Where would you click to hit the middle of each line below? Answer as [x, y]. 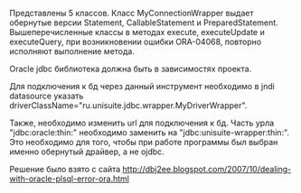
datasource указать [47, 96]
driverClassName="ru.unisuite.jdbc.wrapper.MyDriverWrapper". [128, 106]
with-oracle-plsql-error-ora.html [69, 179]
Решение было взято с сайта [65, 169]
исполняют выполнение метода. [72, 51]
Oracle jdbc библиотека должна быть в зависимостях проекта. [131, 69]
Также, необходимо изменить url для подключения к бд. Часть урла [142, 123]
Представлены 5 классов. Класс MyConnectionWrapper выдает [132, 13]
